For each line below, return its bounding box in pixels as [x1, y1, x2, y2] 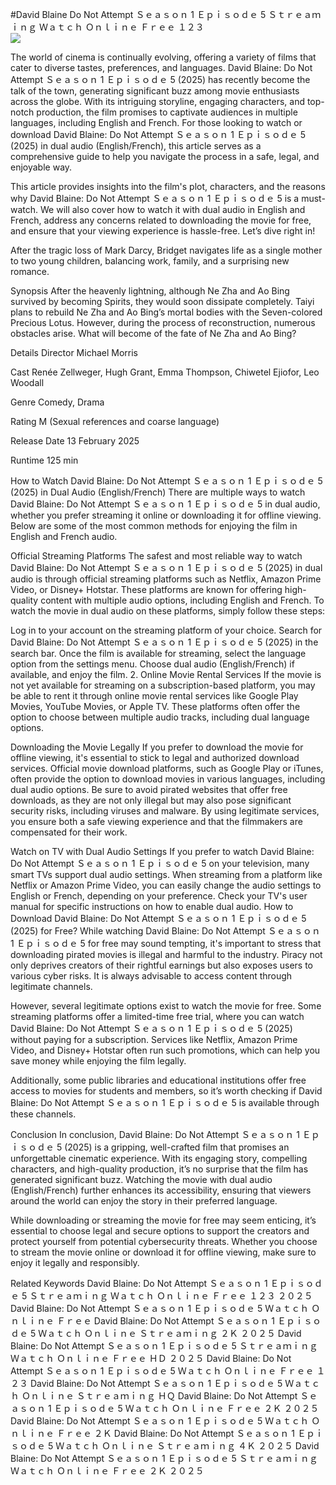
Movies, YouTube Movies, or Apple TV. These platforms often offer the [10, 701, 301, 712]
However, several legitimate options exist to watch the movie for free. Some [10, 1000, 322, 1012]
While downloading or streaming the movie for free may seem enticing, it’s [10, 1214, 317, 1226]
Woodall [10, 377, 45, 388]
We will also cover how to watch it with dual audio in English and [40, 204, 306, 215]
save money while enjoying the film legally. [10, 1055, 187, 1067]
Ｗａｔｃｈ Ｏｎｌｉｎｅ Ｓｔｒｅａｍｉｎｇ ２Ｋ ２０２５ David [38, 1328, 302, 1339]
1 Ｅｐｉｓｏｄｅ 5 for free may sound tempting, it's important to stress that [10, 938, 322, 949]
